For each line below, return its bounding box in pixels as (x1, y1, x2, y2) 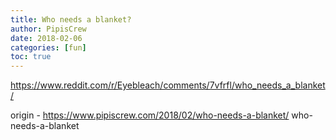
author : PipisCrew (10, 24, 87, 34)
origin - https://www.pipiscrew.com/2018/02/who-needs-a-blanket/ (10, 109, 290, 121)
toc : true (10, 52, 52, 62)
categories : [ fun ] (10, 42, 87, 53)
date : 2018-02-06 (10, 33, 83, 43)
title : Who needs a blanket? (10, 14, 132, 25)
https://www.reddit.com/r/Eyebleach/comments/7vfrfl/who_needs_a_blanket (10, 79, 326, 91)
